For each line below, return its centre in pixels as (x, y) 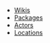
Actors (24, 25)
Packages (29, 18)
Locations (29, 32)
